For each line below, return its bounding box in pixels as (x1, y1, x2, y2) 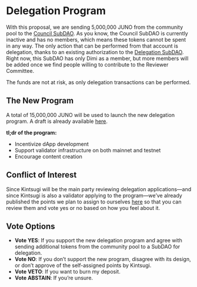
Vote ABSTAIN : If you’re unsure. (14, 275, 93, 282)
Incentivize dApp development (14, 140, 89, 148)
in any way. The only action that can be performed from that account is (6, 42, 178, 49)
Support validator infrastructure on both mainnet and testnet (14, 146, 161, 153)
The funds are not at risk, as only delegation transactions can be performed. (6, 78, 191, 86)
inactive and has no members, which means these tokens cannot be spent (6, 36, 186, 43)
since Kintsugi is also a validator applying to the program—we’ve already (6, 192, 182, 199)
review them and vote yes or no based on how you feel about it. (6, 204, 161, 211)
